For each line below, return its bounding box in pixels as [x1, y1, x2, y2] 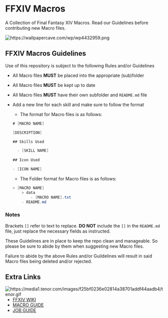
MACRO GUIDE [12, 302, 44, 308]
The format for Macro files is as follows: [20, 111, 102, 117]
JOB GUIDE [12, 307, 37, 313]
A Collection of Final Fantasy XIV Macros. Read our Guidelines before [5, 20, 149, 26]
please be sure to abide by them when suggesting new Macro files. [5, 243, 144, 249]
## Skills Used [12, 139, 45, 144]
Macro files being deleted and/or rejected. [5, 258, 92, 264]
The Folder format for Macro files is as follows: [20, 175, 117, 181]
